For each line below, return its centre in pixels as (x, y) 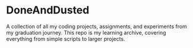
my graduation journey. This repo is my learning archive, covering (86, 32)
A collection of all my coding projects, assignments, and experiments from (97, 26)
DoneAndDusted (48, 10)
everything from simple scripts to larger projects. (66, 39)
